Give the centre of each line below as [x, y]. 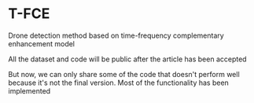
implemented [29, 90]
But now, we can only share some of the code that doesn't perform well [124, 74]
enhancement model [42, 43]
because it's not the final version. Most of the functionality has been [119, 83]
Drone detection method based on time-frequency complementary [116, 35]
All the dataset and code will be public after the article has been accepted [127, 59]
